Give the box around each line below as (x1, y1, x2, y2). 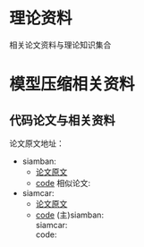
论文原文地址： (9, 138, 64, 149)
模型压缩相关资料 (9, 74, 136, 95)
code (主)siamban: (35, 209, 105, 220)
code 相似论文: (35, 177, 91, 188)
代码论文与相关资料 (9, 113, 115, 128)
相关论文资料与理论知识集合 (9, 39, 112, 50)
